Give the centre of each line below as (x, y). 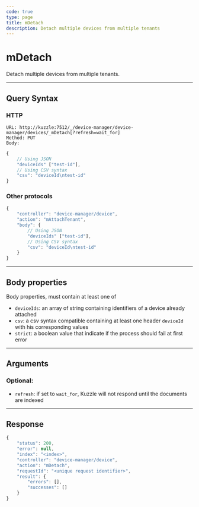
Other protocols (29, 197)
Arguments (28, 364)
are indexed (29, 400)
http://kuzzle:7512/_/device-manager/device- (76, 127)
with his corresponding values (52, 327)
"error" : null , (36, 449)
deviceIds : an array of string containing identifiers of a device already (100, 308)
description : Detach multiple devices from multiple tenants (83, 28)
